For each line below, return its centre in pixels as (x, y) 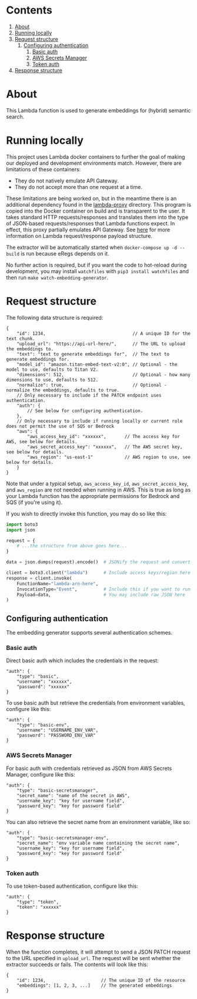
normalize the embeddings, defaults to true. (63, 390)
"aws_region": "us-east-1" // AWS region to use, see (109, 457)
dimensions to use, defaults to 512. (52, 380)
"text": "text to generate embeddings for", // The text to (93, 354)
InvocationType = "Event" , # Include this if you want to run (104, 589)
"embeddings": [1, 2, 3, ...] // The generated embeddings (94, 985)
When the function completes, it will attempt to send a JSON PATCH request (98, 952)
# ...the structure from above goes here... (72, 546)
